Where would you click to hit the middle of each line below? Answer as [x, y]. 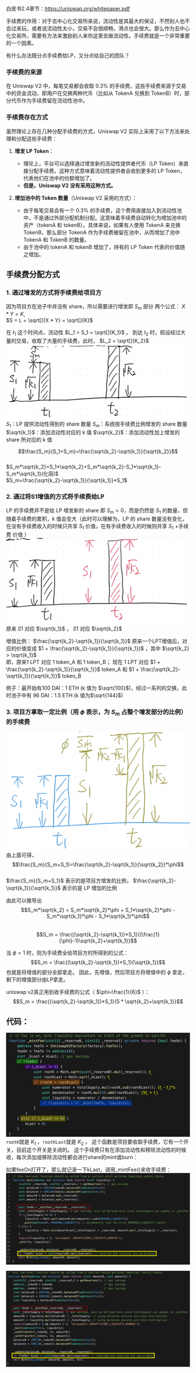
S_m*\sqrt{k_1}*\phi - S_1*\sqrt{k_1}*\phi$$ [98, 917]
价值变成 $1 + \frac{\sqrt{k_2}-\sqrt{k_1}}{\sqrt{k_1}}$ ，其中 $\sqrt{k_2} [103, 649]
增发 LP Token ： [34, 151]
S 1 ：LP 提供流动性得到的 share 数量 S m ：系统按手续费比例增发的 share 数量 [97, 425]
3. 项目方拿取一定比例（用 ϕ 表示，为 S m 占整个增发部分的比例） [97, 713]
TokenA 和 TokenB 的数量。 [56, 240]
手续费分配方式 [33, 274]
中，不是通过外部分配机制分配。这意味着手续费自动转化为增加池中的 [105, 217]
